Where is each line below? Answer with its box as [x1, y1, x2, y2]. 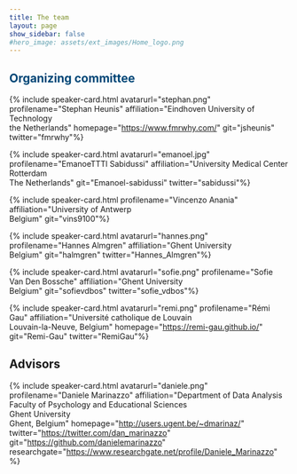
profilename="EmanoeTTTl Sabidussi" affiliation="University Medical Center [9, 159, 288, 170]
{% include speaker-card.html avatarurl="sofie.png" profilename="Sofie [9, 267, 273, 278]
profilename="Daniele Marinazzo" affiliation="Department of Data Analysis [9, 390, 283, 400]
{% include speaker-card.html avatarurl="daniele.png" [9, 380, 208, 391]
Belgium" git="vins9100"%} [9, 214, 111, 225]
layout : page [9, 21, 58, 30]
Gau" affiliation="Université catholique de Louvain [9, 312, 192, 323]
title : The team [9, 12, 69, 22]
